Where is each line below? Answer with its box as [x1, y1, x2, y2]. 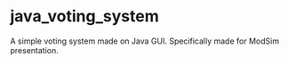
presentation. [10, 44, 59, 55]
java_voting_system [10, 6, 159, 27]
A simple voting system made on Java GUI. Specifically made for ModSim [10, 36, 279, 46]
